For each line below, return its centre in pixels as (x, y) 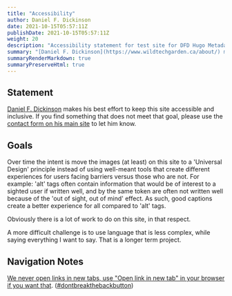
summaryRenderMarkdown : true (49, 59)
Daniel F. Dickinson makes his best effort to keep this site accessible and (111, 109)
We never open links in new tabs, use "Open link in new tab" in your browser (116, 278)
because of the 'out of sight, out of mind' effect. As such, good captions (110, 199)
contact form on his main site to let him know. (72, 124)
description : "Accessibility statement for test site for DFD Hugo (106, 45)
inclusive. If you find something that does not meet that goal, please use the (115, 116)
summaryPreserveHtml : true (46, 65)
